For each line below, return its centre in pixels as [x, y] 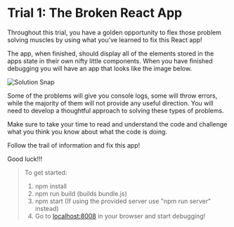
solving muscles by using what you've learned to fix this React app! [105, 39]
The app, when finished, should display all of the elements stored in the [111, 53]
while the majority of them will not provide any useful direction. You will [110, 103]
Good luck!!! [25, 159]
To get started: [46, 172]
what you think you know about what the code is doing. [87, 131]
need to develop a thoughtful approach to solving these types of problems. [116, 110]
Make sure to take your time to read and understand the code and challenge [117, 124]
